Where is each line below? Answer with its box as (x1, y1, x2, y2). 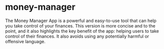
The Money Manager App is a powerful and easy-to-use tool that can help (5, 18, 157, 24)
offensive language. (5, 38, 46, 44)
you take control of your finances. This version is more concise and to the (5, 23, 156, 28)
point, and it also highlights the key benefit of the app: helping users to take (5, 28, 160, 34)
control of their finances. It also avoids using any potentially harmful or (5, 33, 150, 39)
